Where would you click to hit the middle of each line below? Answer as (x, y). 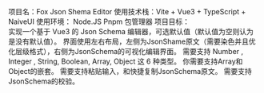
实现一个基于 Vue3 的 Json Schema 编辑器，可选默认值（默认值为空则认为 (131, 31)
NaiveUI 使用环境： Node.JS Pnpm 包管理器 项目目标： (99, 21)
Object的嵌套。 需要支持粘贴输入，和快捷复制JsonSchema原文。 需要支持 (130, 71)
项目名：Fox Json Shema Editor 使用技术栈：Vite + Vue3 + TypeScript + (127, 12)
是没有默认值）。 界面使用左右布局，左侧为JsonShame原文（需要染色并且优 (132, 41)
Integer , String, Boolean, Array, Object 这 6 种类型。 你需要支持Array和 (126, 61)
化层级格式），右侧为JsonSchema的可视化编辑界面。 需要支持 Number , (126, 51)
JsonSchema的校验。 (44, 81)
